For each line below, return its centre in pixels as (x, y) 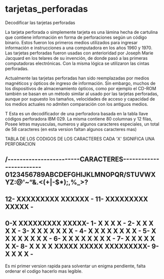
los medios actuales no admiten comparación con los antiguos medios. (77, 104)
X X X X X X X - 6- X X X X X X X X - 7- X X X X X (80, 239)
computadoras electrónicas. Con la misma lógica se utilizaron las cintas (77, 63)
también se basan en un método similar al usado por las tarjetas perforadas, (82, 94)
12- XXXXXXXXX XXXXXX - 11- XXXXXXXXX (77, 199)
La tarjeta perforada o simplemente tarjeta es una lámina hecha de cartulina (82, 32)
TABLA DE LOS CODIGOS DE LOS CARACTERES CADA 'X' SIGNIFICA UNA (80, 139)
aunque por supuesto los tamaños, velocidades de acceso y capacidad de (80, 99)
